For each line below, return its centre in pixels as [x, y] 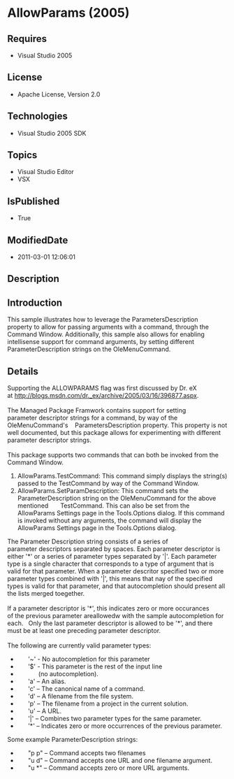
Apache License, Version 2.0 [59, 94]
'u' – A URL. [44, 711]
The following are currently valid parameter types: [79, 645]
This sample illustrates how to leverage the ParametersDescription [103, 320]
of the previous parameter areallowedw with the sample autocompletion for [116, 616]
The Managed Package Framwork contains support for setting [97, 410]
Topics [22, 155]
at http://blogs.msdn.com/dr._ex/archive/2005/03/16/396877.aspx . [103, 396]
